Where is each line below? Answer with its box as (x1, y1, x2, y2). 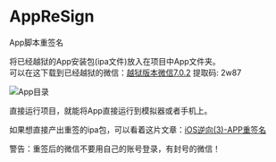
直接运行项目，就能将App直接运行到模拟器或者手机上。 (9, 105, 213, 115)
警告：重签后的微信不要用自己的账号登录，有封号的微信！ (9, 143, 221, 154)
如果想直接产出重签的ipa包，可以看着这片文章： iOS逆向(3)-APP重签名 (9, 124, 266, 135)
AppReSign (9, 6, 95, 27)
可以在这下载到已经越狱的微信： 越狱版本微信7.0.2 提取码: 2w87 (9, 67, 242, 78)
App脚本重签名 (9, 37, 64, 47)
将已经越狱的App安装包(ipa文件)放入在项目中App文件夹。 (9, 55, 221, 66)
